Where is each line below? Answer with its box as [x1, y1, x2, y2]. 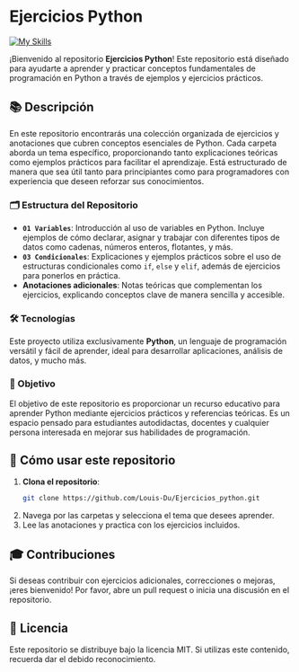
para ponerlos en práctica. [22, 270, 121, 281]
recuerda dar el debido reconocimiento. [9, 653, 156, 664]
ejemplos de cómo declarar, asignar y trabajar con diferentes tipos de [22, 232, 280, 243]
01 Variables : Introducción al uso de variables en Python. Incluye [22, 223, 265, 234]
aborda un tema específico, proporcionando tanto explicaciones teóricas [9, 146, 278, 158]
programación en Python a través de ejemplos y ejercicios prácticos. [9, 72, 263, 83]
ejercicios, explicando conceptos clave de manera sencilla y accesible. [22, 289, 286, 300]
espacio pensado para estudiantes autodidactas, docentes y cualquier [9, 417, 269, 428]
